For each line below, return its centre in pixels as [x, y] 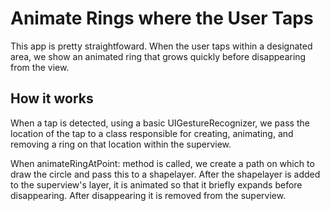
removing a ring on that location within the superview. [121, 144]
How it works [52, 98]
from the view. [40, 67]
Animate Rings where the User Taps [162, 18]
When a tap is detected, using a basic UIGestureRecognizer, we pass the [160, 123]
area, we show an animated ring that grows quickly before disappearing [158, 56]
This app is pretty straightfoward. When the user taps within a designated [161, 46]
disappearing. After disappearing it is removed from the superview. [148, 195]
